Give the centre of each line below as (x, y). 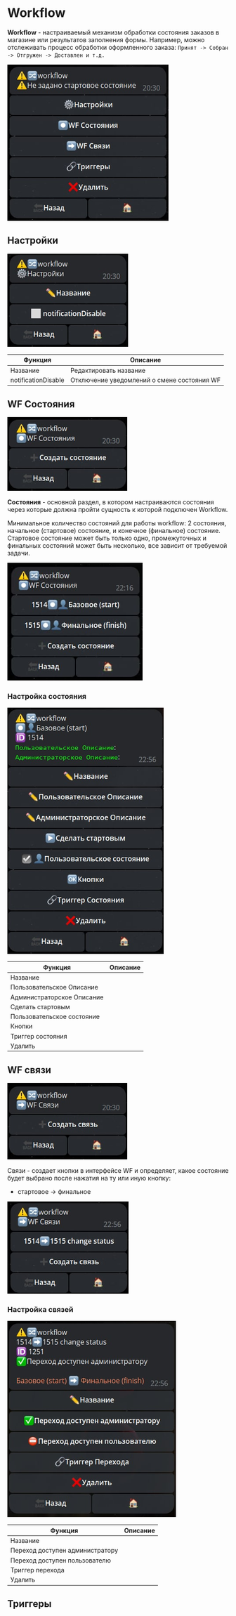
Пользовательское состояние (55, 1017)
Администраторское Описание (57, 997)
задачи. (19, 553)
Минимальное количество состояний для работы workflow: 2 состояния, (117, 523)
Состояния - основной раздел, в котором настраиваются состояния (111, 502)
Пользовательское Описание (54, 987)
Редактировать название (108, 370)
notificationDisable (37, 380)
